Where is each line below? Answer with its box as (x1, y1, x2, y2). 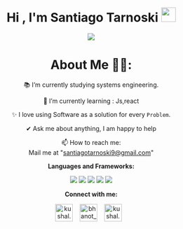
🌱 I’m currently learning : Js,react (43, 97, 140, 105)
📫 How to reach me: (61, 138, 121, 146)
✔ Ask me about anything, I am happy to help (25, 124, 157, 132)
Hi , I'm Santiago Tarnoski (6, 10, 159, 26)
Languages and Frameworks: (48, 162, 135, 170)
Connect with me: (64, 190, 118, 198)
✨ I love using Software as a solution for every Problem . (11, 110, 171, 118)
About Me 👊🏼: (50, 57, 133, 73)
